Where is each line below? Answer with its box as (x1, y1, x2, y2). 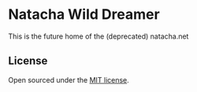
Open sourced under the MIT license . (8, 75, 130, 84)
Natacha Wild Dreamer (8, 6, 160, 24)
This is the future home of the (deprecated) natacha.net (8, 31, 189, 41)
